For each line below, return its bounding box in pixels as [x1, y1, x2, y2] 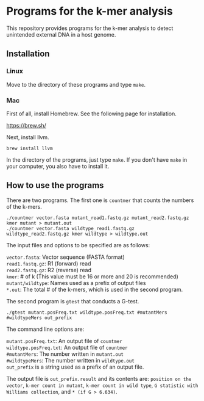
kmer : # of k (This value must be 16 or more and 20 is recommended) [6, 273, 178, 280]
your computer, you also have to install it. [6, 162, 110, 170]
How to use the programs [6, 180, 104, 190]
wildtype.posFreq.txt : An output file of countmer [6, 344, 128, 351]
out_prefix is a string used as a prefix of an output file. [6, 363, 144, 370]
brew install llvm [6, 145, 53, 151]
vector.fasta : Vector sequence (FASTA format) [6, 253, 125, 261]
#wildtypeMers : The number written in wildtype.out [6, 356, 135, 364]
